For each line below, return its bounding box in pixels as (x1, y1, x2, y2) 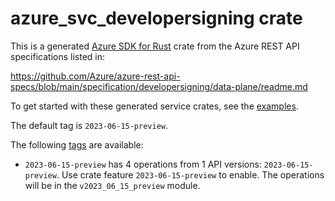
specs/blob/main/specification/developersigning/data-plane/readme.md (10, 80, 308, 92)
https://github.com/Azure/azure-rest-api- (10, 70, 181, 82)
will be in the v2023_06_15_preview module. (24, 179, 201, 191)
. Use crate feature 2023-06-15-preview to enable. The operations (56, 168, 325, 181)
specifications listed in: (10, 50, 106, 62)
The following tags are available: (10, 138, 144, 151)
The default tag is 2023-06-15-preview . (10, 119, 169, 131)
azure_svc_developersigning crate (10, 7, 303, 30)
